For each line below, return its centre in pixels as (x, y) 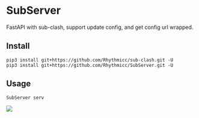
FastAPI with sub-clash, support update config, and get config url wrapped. (100, 27)
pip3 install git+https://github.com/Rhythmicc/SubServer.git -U (90, 65)
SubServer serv (25, 98)
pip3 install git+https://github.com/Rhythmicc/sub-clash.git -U (90, 60)
